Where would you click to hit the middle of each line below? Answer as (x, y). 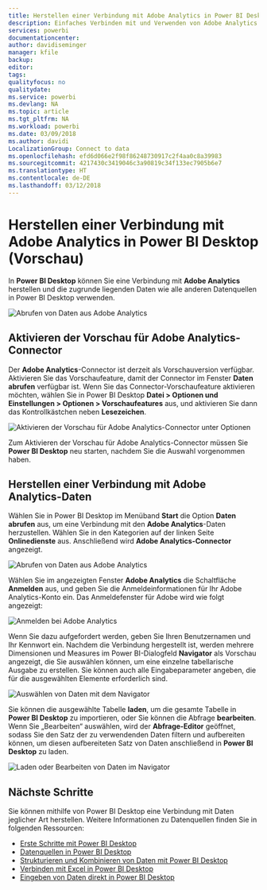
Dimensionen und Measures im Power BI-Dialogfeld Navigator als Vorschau (132, 653)
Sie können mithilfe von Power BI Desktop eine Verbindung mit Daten (121, 811)
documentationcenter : (44, 38)
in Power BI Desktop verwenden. (62, 297)
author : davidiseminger (48, 45)
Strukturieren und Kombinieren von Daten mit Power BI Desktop (124, 861)
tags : (17, 75)
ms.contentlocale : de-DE (49, 178)
